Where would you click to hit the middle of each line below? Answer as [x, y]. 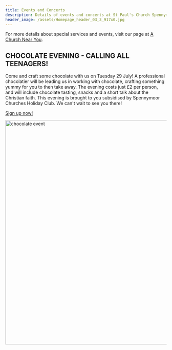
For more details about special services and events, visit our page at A [79, 34]
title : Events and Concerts [35, 10]
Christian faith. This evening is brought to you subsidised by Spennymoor [83, 98]
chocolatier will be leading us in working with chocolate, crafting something [85, 81]
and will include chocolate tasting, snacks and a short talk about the [77, 92]
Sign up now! [19, 113]
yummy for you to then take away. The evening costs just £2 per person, [82, 87]
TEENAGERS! [27, 64]
